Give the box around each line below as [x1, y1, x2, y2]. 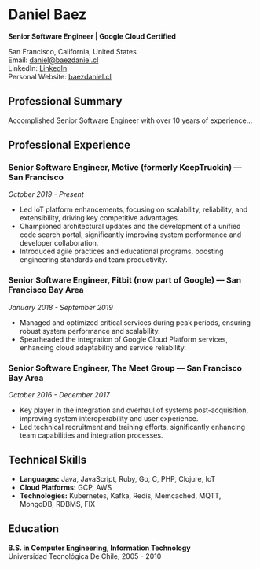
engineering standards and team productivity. [19, 255, 167, 264]
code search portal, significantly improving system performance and [19, 230, 242, 239]
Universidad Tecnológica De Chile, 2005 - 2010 [8, 551, 162, 560]
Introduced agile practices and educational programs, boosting [19, 246, 224, 257]
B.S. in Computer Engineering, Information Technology [8, 543, 191, 552]
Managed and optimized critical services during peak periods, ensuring [19, 317, 251, 327]
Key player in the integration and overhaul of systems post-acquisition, [19, 405, 249, 415]
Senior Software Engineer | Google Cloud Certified [8, 31, 177, 41]
